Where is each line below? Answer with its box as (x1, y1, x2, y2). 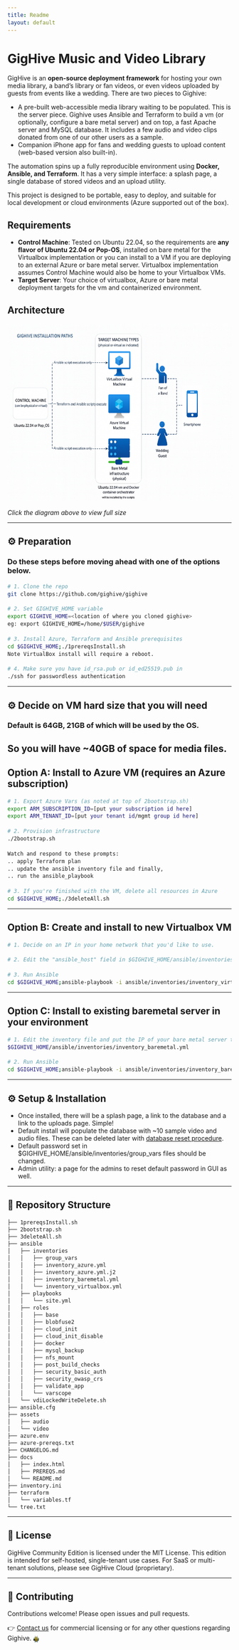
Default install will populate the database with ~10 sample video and (17, 1126, 217, 1135)
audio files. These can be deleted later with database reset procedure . (17, 1133, 224, 1142)
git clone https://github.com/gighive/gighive (7, 591, 148, 598)
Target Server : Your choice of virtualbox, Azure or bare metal (17, 276, 198, 285)
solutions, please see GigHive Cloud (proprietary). (27, 1563, 174, 1572)
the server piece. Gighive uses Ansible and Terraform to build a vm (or (17, 110, 224, 119)
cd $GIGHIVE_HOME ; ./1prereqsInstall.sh (7, 642, 126, 650)
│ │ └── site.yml (7, 1297, 72, 1304)
